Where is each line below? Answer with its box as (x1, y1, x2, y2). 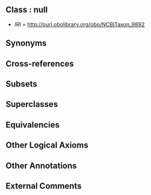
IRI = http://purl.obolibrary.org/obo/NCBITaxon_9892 (14, 20, 145, 28)
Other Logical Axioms (5, 140, 88, 151)
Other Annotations (5, 160, 77, 170)
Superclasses (5, 99, 58, 110)
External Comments (5, 181, 82, 191)
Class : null (5, 5, 48, 15)
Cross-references (5, 58, 75, 68)
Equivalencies (5, 119, 60, 130)
